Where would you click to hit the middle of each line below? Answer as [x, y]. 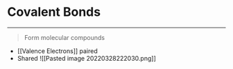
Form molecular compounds [64, 37]
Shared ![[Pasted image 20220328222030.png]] [86, 58]
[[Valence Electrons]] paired [58, 51]
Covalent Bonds [54, 12]
